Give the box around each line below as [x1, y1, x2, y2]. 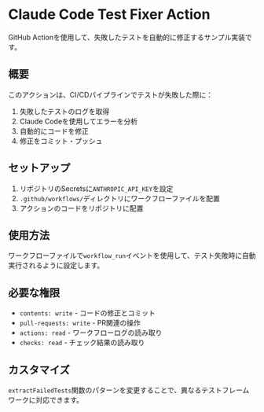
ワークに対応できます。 [8, 395, 84, 404]
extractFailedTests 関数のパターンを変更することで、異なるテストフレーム [8, 385, 250, 395]
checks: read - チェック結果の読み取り [19, 338, 145, 348]
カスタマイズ [8, 363, 71, 377]
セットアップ [8, 161, 71, 175]
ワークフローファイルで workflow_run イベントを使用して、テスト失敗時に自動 [8, 251, 256, 260]
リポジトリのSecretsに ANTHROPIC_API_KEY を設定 [19, 183, 174, 193]
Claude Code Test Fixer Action [8, 6, 211, 24]
